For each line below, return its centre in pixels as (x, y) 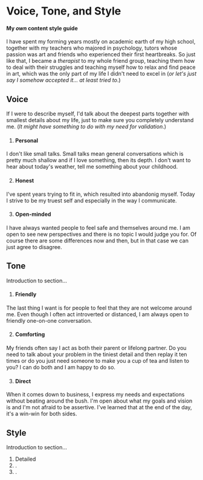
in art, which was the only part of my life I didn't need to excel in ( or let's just (101, 74)
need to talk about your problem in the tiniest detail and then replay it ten (97, 354)
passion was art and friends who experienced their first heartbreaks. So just (101, 54)
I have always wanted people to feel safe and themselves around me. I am (98, 227)
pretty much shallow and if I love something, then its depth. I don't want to (99, 160)
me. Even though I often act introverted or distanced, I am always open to (98, 314)
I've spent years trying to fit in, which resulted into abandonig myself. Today (101, 194)
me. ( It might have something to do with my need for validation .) (86, 127)
